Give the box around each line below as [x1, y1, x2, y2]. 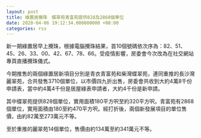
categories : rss [6, 25, 47, 32]
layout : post [6, 8, 39, 15]
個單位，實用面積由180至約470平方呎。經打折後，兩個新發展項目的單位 [6, 105, 182, 112]
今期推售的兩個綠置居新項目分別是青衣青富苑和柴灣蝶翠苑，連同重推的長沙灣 [6, 70, 195, 78]
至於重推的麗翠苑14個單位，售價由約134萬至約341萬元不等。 [6, 125, 156, 133]
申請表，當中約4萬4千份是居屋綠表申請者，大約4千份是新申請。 [6, 85, 163, 93]
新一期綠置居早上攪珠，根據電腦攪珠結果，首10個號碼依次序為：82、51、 [6, 42, 186, 50]
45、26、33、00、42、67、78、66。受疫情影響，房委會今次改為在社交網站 [6, 50, 194, 57]
